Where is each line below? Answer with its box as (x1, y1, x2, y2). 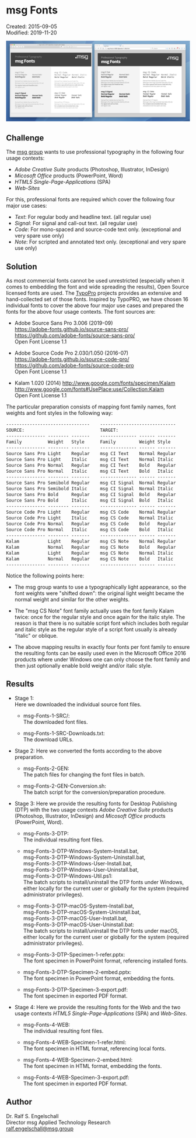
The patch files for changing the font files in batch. (23, 771, 145, 778)
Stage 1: (14, 695, 34, 702)
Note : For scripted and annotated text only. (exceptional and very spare (14, 238, 187, 246)
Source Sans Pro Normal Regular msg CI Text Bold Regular (6, 463, 176, 469)
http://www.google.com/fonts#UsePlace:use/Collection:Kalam (14, 386, 164, 393)
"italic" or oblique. (14, 632, 58, 640)
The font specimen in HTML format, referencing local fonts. (23, 1045, 166, 1052)
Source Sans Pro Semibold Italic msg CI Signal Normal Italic (6, 486, 174, 492)
